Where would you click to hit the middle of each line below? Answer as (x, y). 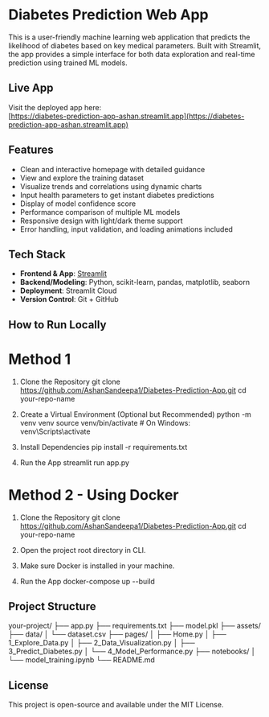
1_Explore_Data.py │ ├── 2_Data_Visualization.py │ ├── (102, 643)
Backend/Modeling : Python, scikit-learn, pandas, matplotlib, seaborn (135, 282)
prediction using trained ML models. (68, 63)
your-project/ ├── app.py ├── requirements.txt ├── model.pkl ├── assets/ (134, 626)
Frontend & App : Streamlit (63, 274)
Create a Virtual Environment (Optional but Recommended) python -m (135, 414)
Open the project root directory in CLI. (83, 550)
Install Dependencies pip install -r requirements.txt (104, 447)
